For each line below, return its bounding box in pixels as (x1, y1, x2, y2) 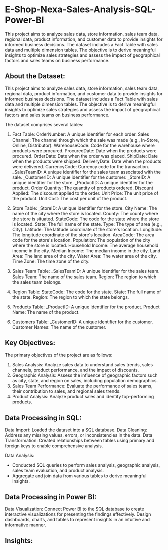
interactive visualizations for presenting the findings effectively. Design (5, 511, 151, 517)
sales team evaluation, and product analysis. (12, 468, 104, 474)
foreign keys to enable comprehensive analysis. (5, 443, 103, 449)
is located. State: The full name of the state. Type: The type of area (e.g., (12, 221, 162, 227)
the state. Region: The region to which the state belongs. (12, 294, 129, 300)
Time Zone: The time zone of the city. (12, 258, 90, 264)
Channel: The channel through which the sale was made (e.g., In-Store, (12, 136, 159, 143)
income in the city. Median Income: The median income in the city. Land (12, 247, 161, 254)
